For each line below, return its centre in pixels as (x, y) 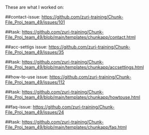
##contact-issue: (23, 17)
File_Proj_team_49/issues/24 (34, 112)
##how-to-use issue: (27, 77)
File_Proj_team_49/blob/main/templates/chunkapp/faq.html (66, 127)
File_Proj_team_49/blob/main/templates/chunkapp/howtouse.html (73, 97)
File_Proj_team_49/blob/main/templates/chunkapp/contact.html (70, 37)
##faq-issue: (18, 107)
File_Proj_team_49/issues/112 (35, 82)
